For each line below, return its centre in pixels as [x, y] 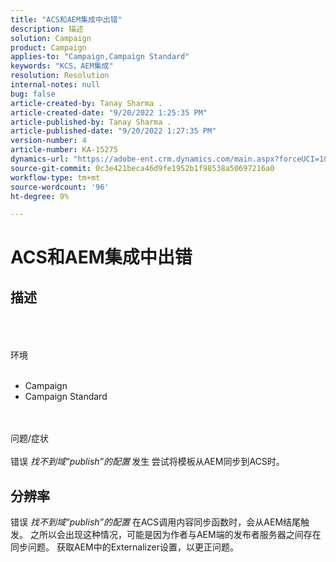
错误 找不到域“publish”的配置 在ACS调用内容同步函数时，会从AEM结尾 [156, 522]
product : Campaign [48, 47]
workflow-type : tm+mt [55, 177]
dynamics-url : [40, 159]
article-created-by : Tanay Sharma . [86, 103]
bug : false [33, 94]
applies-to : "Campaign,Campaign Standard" [100, 57]
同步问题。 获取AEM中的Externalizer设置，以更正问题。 [124, 547]
